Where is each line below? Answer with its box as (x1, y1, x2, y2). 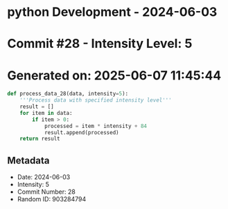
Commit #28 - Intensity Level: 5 (7, 36, 193, 52)
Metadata (7, 154, 50, 166)
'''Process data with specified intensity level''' (19, 97, 172, 104)
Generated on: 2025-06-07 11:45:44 (7, 67, 222, 83)
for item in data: (19, 109, 73, 116)
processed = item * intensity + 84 (44, 122, 148, 129)
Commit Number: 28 (17, 188, 76, 196)
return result (19, 136, 60, 143)
